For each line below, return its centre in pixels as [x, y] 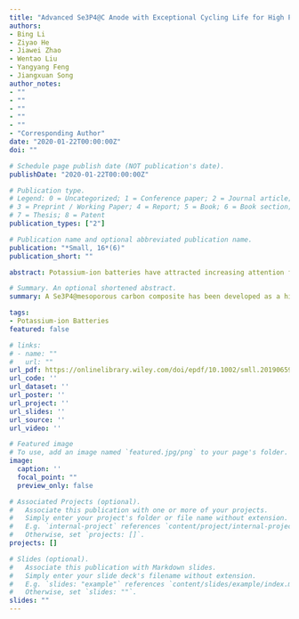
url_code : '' [33, 379]
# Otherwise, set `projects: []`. [77, 535]
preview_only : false [55, 485]
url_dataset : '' [39, 387]
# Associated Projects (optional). [75, 501]
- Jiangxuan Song [41, 76]
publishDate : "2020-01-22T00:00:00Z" [79, 175]
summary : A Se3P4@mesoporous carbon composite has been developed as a [145, 297]
